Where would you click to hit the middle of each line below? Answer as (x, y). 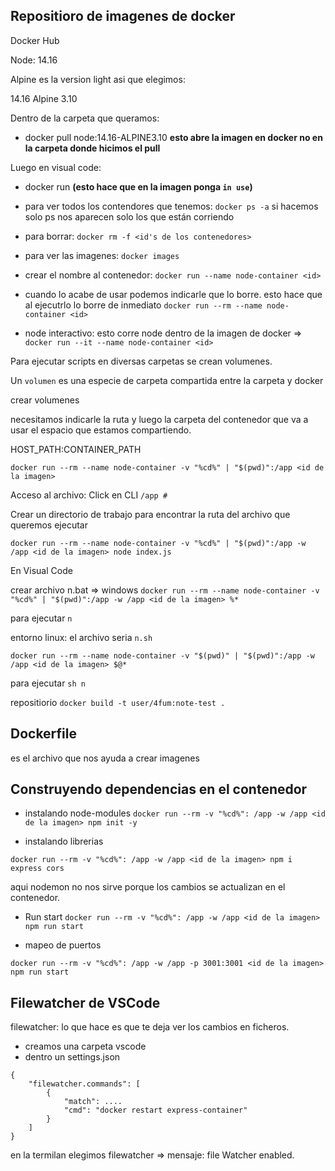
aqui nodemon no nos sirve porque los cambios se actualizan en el (148, 887)
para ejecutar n (41, 618)
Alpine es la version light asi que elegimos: (98, 79)
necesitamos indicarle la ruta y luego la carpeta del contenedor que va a (159, 419)
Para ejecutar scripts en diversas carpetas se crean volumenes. (141, 361)
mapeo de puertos (63, 945)
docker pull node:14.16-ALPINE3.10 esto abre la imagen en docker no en (173, 137)
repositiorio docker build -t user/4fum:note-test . (118, 702)
